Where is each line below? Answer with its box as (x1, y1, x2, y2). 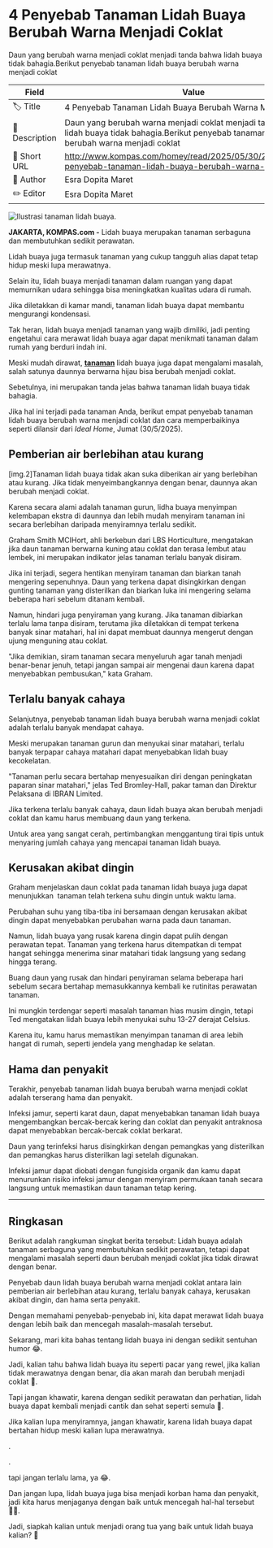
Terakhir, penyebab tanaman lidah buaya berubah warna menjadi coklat (8, 1084, 248, 1094)
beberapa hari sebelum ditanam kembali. (8, 594, 145, 603)
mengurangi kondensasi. (8, 309, 91, 319)
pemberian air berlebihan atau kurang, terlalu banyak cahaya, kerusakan (8, 1286, 251, 1296)
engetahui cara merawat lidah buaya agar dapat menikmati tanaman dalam (8, 333, 258, 343)
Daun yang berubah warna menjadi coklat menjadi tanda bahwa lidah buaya (8, 50, 262, 59)
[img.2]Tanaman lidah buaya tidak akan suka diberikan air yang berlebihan (8, 469, 258, 479)
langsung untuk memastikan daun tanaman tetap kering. (8, 1183, 197, 1193)
